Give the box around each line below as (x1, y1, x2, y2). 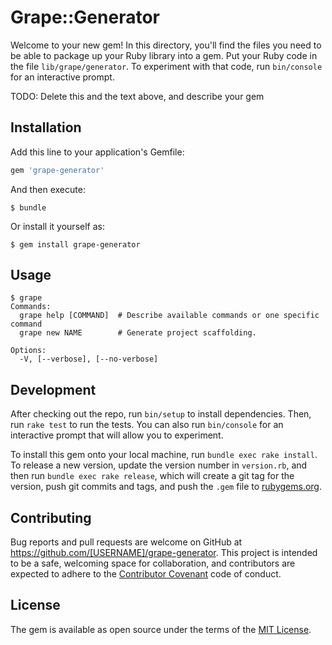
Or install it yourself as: (10, 220, 105, 232)
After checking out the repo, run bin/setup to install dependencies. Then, (10, 408, 312, 420)
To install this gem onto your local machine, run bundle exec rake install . (10, 449, 318, 461)
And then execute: (10, 183, 86, 195)
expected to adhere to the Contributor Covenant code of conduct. (10, 568, 282, 580)
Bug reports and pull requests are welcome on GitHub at (10, 536, 243, 548)
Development (10, 381, 97, 398)
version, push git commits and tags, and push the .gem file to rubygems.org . (10, 481, 323, 493)
